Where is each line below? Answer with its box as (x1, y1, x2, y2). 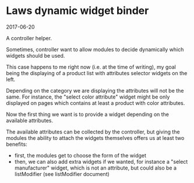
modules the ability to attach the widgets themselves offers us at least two (6, 134, 185, 141)
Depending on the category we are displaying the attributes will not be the (6, 87, 184, 94)
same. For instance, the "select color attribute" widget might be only (6, 93, 170, 100)
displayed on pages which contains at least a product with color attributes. (6, 99, 185, 106)
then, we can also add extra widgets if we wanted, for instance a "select (14, 158, 188, 165)
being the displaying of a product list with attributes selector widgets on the (6, 69, 188, 76)
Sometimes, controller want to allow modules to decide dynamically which (6, 45, 184, 53)
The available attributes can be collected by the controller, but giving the (6, 128, 180, 135)
